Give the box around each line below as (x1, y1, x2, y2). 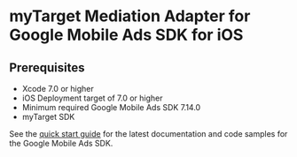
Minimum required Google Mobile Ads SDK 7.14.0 (21, 102, 201, 112)
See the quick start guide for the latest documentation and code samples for (9, 129, 288, 138)
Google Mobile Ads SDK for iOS (9, 25, 244, 45)
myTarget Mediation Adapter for (9, 6, 251, 26)
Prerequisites (9, 60, 85, 75)
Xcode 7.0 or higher (21, 84, 95, 93)
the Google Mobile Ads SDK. (9, 138, 113, 148)
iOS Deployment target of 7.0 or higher (21, 93, 163, 103)
